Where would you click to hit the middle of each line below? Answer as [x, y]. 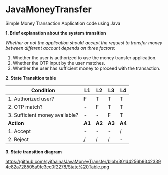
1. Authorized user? [31, 99]
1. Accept [19, 131]
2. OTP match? [25, 107]
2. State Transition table [31, 78]
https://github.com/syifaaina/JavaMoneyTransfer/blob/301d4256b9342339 [83, 161]
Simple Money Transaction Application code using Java [63, 23]
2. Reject [18, 139]
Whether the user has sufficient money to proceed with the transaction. [87, 68]
